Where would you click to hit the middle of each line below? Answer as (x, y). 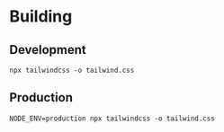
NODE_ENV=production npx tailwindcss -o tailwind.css (112, 119)
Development (48, 50)
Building (41, 17)
